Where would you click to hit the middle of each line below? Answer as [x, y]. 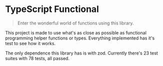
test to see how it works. [30, 43]
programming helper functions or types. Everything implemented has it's [80, 38]
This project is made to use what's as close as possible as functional [76, 32]
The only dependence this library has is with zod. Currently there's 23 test [82, 53]
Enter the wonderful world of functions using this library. [75, 23]
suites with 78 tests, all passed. [37, 58]
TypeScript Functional [52, 9]
